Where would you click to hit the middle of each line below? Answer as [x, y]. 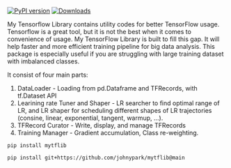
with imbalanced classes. [43, 61]
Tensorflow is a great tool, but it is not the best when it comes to [99, 32]
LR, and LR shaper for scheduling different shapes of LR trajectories [114, 110]
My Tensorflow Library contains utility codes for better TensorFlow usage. [113, 24]
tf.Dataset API [37, 96]
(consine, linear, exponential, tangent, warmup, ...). [90, 118]
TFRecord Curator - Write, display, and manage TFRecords [102, 125]
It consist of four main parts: [48, 75]
